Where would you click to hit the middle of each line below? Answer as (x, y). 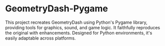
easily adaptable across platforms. (41, 38)
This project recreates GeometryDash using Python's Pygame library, (76, 22)
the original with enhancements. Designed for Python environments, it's (79, 33)
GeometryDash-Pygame (57, 9)
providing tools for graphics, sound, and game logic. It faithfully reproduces (83, 27)
